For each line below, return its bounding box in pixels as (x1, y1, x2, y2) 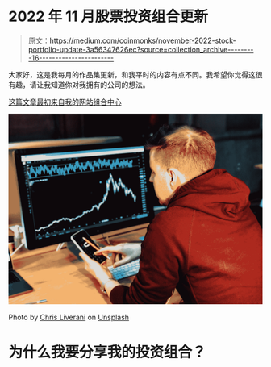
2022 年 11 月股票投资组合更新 (8, 7, 208, 26)
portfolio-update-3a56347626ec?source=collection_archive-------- (27, 44, 254, 54)
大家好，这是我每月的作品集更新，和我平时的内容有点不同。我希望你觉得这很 (8, 69, 263, 79)
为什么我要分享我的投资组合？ (8, 344, 207, 361)
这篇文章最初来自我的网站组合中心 (8, 97, 122, 106)
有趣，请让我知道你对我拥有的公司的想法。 (8, 80, 150, 90)
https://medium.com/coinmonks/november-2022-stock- (49, 35, 236, 45)
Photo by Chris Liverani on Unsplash (8, 312, 130, 322)
